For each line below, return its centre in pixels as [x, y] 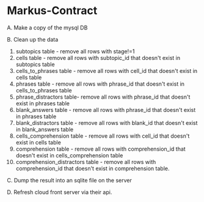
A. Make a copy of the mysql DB [47, 28]
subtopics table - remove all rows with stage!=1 [75, 51]
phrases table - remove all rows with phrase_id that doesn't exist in [100, 84]
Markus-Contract [52, 11]
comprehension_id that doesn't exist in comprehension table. [93, 168]
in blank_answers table [45, 129]
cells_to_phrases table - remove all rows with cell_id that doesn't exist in [107, 70]
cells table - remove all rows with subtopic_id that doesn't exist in [98, 58]
